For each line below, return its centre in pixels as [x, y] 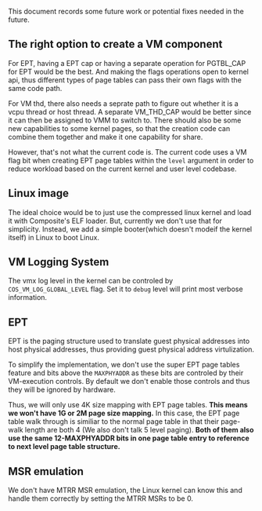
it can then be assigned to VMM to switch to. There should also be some [125, 120]
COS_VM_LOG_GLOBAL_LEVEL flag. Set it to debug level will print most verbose [126, 289]
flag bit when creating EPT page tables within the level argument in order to [131, 160]
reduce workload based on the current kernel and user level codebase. [122, 169]
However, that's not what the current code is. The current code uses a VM [127, 151]
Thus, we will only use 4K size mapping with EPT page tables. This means [128, 405]
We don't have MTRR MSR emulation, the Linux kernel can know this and [125, 491]
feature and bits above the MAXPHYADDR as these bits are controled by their [126, 373]
